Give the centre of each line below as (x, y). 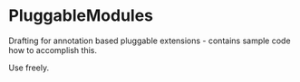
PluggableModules (81, 16)
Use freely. (29, 68)
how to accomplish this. (53, 50)
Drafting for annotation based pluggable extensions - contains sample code (150, 41)
